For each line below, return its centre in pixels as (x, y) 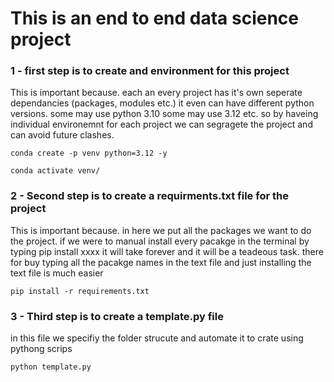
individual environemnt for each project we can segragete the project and (161, 124)
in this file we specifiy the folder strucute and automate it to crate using (157, 338)
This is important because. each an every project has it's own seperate (156, 93)
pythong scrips (41, 349)
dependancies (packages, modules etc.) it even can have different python (162, 103)
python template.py (51, 367)
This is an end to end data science (155, 18)
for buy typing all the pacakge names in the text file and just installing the (161, 262)
